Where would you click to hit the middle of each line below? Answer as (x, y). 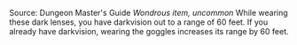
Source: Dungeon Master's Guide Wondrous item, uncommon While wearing (148, 13)
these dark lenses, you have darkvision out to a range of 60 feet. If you (139, 22)
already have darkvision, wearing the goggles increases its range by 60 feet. (149, 31)
